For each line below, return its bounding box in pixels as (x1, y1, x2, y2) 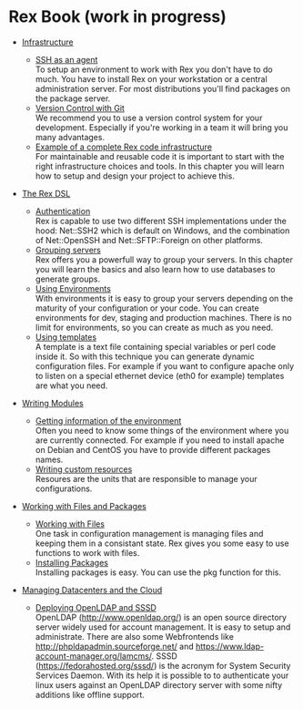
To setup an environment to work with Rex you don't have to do (35, 64, 274, 75)
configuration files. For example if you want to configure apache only (35, 360, 295, 371)
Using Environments (35, 283, 111, 293)
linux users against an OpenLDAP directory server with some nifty (35, 679, 283, 690)
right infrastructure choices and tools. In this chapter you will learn (35, 160, 285, 171)
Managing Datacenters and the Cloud (21, 584, 163, 595)
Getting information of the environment (35, 415, 182, 426)
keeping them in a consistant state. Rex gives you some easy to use (35, 538, 289, 549)
